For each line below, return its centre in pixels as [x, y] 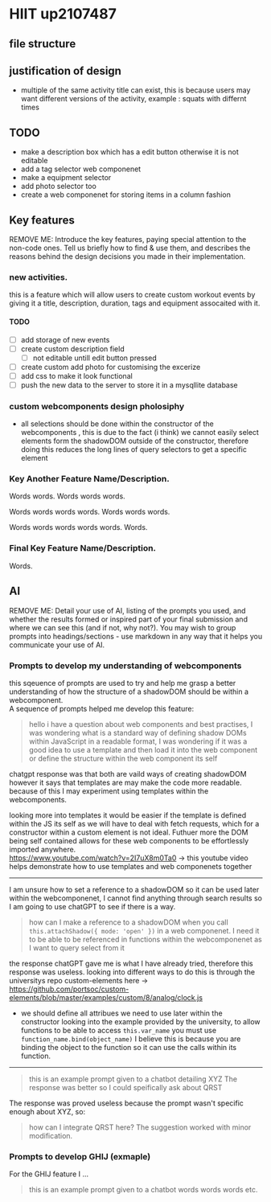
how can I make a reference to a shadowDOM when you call [128, 922]
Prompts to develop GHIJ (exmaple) [80, 1156]
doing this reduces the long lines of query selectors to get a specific [134, 449]
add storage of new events [65, 339]
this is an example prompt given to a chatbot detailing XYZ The [133, 1079]
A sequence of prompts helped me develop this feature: [102, 708]
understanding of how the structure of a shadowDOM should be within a [129, 691]
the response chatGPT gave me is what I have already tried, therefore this [131, 963]
